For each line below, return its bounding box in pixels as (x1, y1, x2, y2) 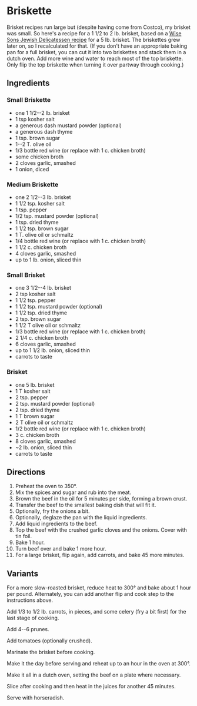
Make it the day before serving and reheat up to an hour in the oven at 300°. (6, 660, 191, 667)
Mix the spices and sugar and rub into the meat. (15, 489, 132, 496)
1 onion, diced (15, 165, 49, 173)
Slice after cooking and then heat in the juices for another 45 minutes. (6, 683, 176, 690)
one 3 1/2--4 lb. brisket (15, 284, 72, 291)
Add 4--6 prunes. (6, 626, 49, 633)
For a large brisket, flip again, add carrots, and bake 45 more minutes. (15, 552, 185, 559)
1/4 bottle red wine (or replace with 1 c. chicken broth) (15, 237, 146, 244)
